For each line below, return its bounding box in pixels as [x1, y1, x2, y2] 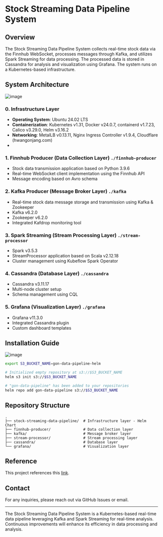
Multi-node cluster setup [12, 286, 62, 292]
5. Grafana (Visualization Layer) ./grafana [5, 303, 105, 310]
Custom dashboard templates [12, 325, 72, 331]
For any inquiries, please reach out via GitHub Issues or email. [5, 497, 129, 503]
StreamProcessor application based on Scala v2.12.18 [12, 253, 119, 258]
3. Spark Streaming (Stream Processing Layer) [5, 232, 117, 238]
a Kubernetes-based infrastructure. [5, 67, 76, 72]
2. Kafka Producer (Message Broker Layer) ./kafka [5, 188, 127, 195]
